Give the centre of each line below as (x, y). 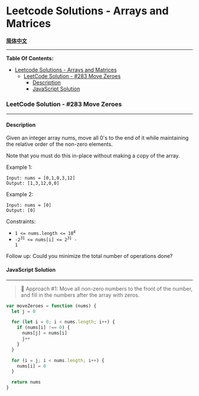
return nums (26, 382)
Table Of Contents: (30, 58)
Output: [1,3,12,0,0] (33, 183)
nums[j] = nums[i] (44, 333)
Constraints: (21, 222)
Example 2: (20, 194)
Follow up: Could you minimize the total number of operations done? (89, 256)
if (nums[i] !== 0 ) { (43, 328)
